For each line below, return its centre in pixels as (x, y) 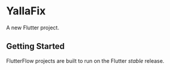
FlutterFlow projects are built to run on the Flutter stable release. (85, 60)
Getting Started (35, 46)
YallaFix (26, 11)
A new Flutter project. (33, 28)
